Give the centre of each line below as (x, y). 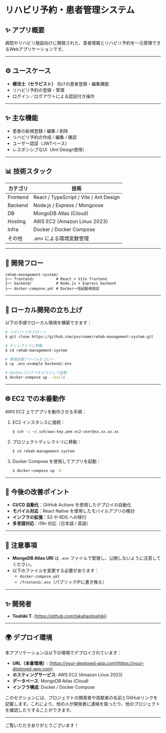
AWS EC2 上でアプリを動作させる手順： (46, 411)
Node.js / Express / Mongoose (68, 205)
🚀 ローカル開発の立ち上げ (44, 310)
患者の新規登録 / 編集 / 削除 (40, 131)
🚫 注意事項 (21, 545)
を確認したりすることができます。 (40, 710)
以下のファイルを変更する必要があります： (56, 571)
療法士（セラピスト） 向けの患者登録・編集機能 (61, 84)
